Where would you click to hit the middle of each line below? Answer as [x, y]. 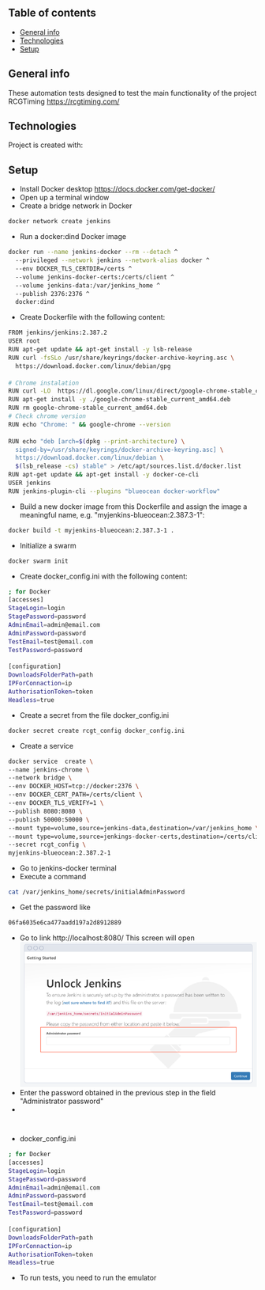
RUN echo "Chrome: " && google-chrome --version [90, 424]
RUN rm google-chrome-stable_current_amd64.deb [88, 408]
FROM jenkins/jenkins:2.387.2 [58, 333]
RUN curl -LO [30, 391]
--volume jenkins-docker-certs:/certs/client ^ [95, 277]
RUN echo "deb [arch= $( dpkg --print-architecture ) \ [97, 441]
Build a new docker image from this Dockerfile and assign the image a [133, 507]
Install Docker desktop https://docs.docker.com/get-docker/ [117, 189]
